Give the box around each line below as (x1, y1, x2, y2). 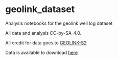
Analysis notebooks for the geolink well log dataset (5, 20, 113, 26)
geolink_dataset (5, 4, 75, 15)
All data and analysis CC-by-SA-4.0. (5, 30, 82, 36)
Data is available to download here (5, 49, 78, 55)
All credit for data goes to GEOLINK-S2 (5, 39, 87, 46)
